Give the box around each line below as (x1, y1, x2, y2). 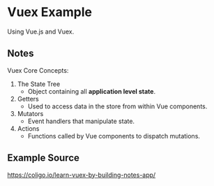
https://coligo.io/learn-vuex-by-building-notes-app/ (7, 171, 156, 179)
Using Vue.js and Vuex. (7, 27, 75, 36)
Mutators (17, 109, 44, 117)
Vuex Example (7, 4, 93, 20)
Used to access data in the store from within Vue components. (27, 102, 208, 110)
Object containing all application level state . (27, 87, 155, 95)
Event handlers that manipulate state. (27, 117, 135, 125)
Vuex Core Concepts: (7, 66, 69, 74)
